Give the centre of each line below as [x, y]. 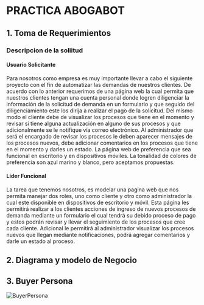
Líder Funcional [26, 176]
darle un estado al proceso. [41, 241]
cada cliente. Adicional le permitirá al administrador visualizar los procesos [100, 228]
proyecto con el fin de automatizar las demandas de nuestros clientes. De [99, 84]
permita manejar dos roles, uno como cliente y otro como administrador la [99, 196]
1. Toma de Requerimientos [59, 33]
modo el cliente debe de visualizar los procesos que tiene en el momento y [100, 117]
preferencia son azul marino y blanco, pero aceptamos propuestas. [90, 162]
